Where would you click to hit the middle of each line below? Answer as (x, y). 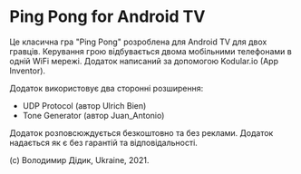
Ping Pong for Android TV (107, 17)
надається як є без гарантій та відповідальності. (103, 142)
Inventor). (28, 71)
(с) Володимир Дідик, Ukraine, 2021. (79, 159)
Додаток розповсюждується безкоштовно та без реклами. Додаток (141, 132)
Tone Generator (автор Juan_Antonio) (93, 115)
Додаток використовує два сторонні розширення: (107, 88)
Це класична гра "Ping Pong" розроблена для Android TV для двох (138, 42)
